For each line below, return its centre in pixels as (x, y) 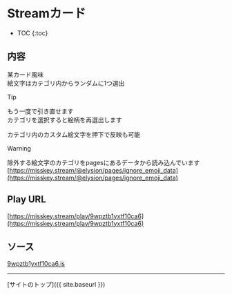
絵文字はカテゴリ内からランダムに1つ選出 (66, 83)
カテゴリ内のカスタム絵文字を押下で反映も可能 (74, 134)
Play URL (27, 199)
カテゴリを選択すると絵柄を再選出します (65, 120)
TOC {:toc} (32, 33)
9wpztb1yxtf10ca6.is (36, 264)
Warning (19, 148)
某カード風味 (25, 74)
